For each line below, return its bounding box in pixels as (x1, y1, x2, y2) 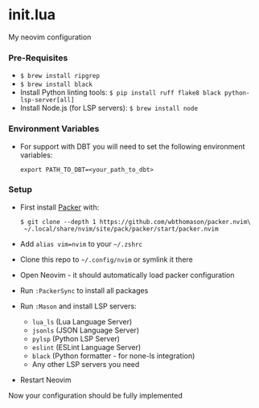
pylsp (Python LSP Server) (31, 333, 121, 343)
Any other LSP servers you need (31, 359, 140, 369)
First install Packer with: (19, 202, 100, 212)
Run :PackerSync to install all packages (19, 285, 149, 295)
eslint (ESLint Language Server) (31, 342, 142, 352)
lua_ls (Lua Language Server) (31, 316, 133, 326)
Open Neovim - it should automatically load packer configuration (19, 270, 235, 279)
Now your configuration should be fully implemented (8, 390, 183, 400)
